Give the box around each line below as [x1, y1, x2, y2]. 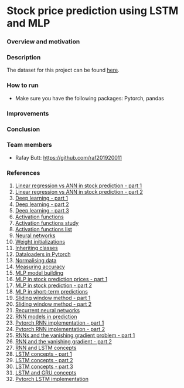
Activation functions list [15, 226, 73, 233]
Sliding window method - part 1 [15, 295, 91, 302]
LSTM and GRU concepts [15, 369, 77, 376]
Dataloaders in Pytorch [15, 251, 71, 258]
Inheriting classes [15, 245, 58, 252]
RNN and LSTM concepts [15, 345, 77, 352]
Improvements [6, 109, 49, 117]
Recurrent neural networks [15, 307, 80, 314]
